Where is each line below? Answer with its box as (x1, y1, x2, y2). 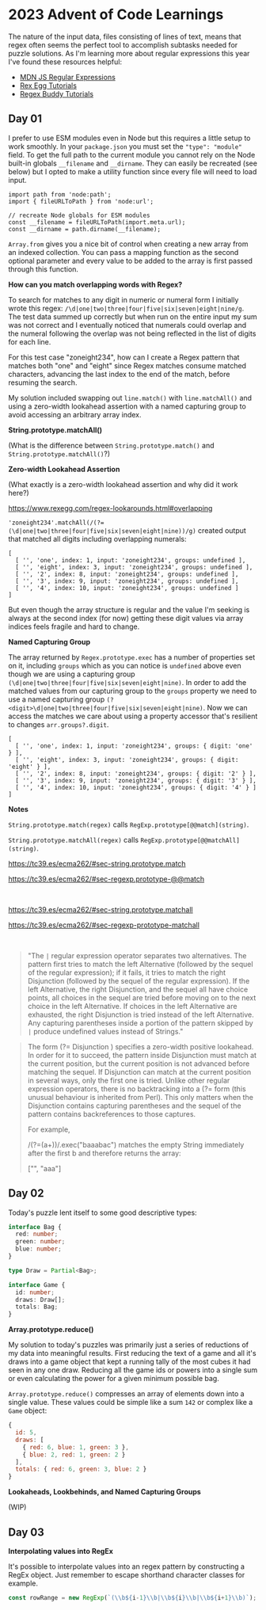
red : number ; (15, 1230, 59, 1239)
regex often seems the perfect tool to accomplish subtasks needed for (8, 40, 238, 49)
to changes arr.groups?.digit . (8, 719, 109, 729)
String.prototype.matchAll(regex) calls (8, 835, 139, 844)
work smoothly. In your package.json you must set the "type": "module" (8, 141, 243, 151)
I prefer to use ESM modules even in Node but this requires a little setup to (8, 133, 251, 143)
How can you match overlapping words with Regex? (8, 280, 183, 289)
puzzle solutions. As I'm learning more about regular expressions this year (8, 48, 250, 58)
